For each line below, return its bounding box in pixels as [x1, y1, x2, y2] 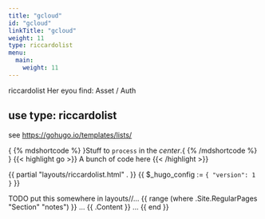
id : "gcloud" [8, 19, 52, 27]
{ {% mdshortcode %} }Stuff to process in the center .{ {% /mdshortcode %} [8, 145, 258, 155]
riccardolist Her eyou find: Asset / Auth [8, 86, 136, 95]
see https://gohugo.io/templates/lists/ [8, 129, 132, 140]
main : [15, 57, 34, 65]
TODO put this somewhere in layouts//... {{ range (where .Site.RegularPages [8, 193, 258, 203]
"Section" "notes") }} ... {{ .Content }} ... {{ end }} [8, 201, 169, 212]
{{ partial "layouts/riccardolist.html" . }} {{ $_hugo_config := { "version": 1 [8, 169, 256, 179]
